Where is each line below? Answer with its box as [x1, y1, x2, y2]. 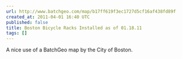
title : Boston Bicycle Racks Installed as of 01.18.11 [6, 25, 142, 31]
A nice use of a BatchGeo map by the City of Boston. [6, 46, 133, 53]
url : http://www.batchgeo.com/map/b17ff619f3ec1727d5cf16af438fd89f [6, 8, 176, 15]
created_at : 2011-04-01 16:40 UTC [6, 14, 90, 20]
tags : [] [6, 30, 27, 36]
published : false [6, 19, 48, 25]
